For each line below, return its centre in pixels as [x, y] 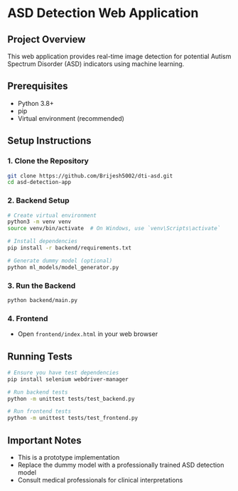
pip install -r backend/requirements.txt [70, 248]
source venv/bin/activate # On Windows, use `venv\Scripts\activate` [114, 229]
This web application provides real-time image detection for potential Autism [119, 56]
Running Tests [40, 356]
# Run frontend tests [39, 411]
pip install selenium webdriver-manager [68, 379]
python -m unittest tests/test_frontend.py [73, 418]
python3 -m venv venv [39, 222]
